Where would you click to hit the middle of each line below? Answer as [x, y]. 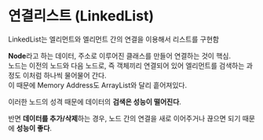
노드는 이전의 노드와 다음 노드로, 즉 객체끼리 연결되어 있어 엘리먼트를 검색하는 [126, 65]
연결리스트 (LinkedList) [81, 16]
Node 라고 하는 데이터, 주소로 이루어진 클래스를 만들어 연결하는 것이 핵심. [120, 56]
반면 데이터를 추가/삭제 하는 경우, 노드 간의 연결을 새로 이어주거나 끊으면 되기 [124, 118]
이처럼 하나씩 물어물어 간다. [65, 75]
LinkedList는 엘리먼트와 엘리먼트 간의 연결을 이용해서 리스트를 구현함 [114, 39]
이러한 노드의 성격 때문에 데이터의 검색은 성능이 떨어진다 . [95, 102]
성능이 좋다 [33, 128]
